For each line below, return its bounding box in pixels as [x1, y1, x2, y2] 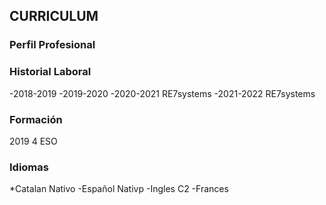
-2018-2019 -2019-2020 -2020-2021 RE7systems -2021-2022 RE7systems [9, 87, 316, 99]
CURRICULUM [9, 8, 99, 25]
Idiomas [9, 160, 49, 174]
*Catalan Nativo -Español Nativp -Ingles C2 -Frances [9, 183, 229, 195]
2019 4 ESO [9, 135, 58, 147]
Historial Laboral [9, 65, 92, 79]
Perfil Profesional [9, 38, 96, 52]
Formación [9, 112, 63, 126]
